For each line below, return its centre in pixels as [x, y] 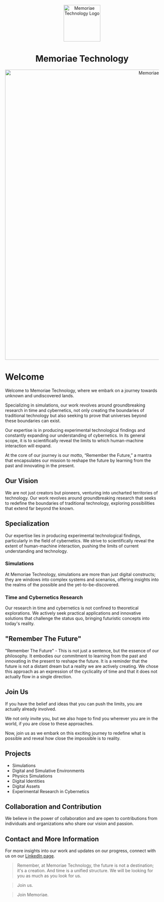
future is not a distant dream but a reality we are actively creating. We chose [82, 666]
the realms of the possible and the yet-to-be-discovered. [62, 584]
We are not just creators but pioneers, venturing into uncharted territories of [82, 493]
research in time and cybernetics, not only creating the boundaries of [75, 410]
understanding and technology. [37, 551]
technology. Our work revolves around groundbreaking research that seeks [81, 498]
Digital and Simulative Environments [48, 771]
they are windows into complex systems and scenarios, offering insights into [82, 580]
